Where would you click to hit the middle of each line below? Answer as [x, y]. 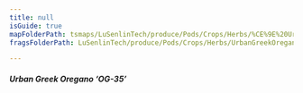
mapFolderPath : [38, 34]
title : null [32, 17]
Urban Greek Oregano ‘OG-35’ [68, 79]
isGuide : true [36, 26]
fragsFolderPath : [42, 42]
